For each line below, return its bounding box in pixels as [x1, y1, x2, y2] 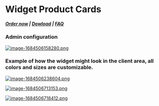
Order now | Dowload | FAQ [5, 20, 64, 26]
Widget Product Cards [5, 4, 102, 15]
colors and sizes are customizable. [5, 64, 93, 71]
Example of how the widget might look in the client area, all [5, 57, 154, 64]
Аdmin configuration [5, 33, 58, 41]
